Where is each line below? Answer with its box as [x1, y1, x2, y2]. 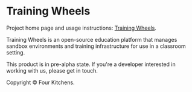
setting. [6, 48, 25, 56]
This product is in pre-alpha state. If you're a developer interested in [6, 61, 176, 68]
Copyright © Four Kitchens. [6, 79, 75, 86]
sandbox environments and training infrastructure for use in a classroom [6, 42, 186, 50]
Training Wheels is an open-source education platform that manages [6, 36, 178, 43]
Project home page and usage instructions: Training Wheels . [6, 24, 157, 31]
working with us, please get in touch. [6, 67, 98, 74]
